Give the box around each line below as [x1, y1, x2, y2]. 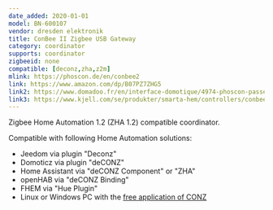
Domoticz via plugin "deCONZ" [19, 158, 124, 168]
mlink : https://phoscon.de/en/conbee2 [8, 72, 140, 81]
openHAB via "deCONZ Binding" [19, 175, 129, 185]
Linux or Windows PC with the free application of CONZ [19, 192, 207, 202]
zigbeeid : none [8, 58, 60, 66]
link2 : [8, 87, 31, 96]
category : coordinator [8, 42, 85, 50]
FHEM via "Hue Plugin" [19, 184, 98, 194]
